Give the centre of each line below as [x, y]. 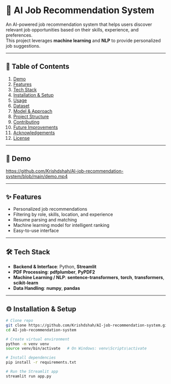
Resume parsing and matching [45, 220]
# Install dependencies [31, 358]
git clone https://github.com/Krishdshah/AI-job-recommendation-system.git [88, 325]
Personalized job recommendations [50, 209]
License [21, 138]
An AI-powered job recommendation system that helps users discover [79, 24]
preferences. [19, 35]
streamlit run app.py [29, 376]
